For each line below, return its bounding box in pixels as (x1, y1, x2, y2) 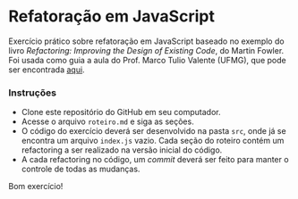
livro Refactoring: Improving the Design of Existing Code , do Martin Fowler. (8, 45, 285, 55)
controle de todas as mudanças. (21, 163, 140, 175)
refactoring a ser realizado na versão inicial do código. (21, 145, 223, 155)
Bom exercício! (8, 181, 64, 192)
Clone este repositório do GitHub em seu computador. (21, 107, 221, 118)
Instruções (8, 87, 57, 99)
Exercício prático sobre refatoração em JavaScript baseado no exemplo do (8, 36, 285, 46)
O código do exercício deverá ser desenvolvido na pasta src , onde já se (21, 126, 287, 137)
